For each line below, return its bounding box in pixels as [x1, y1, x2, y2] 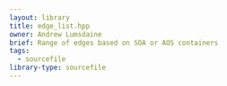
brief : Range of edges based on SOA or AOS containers [9, 38, 219, 47]
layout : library [9, 13, 70, 22]
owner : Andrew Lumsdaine [9, 30, 102, 39]
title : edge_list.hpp [9, 21, 91, 30]
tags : [9, 47, 30, 56]
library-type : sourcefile [9, 64, 106, 73]
